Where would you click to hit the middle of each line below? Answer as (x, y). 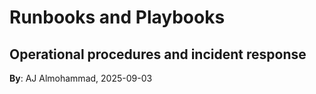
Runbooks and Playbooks (117, 17)
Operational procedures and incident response (158, 54)
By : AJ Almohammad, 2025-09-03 (81, 78)
